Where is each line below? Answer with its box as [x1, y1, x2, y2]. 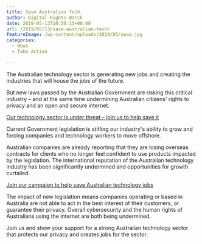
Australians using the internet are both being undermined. [6, 212, 151, 220]
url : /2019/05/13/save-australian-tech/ [6, 26, 111, 32]
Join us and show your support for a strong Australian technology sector [6, 224, 189, 231]
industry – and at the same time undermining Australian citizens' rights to [6, 95, 190, 102]
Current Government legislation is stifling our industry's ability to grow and [6, 125, 193, 133]
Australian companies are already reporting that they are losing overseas [6, 144, 189, 151]
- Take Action [12, 49, 47, 55]
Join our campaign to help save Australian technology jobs [6, 181, 154, 189]
